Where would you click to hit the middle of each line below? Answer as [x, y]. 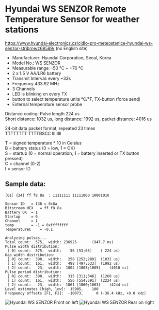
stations [22, 30]
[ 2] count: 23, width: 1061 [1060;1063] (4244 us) [68, 285]
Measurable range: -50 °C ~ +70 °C [48, 68]
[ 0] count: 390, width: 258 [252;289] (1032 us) [64, 259]
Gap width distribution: [30, 255]
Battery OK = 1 [21, 212]
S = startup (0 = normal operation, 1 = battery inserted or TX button [72, 153]
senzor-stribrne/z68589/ [30, 48]
